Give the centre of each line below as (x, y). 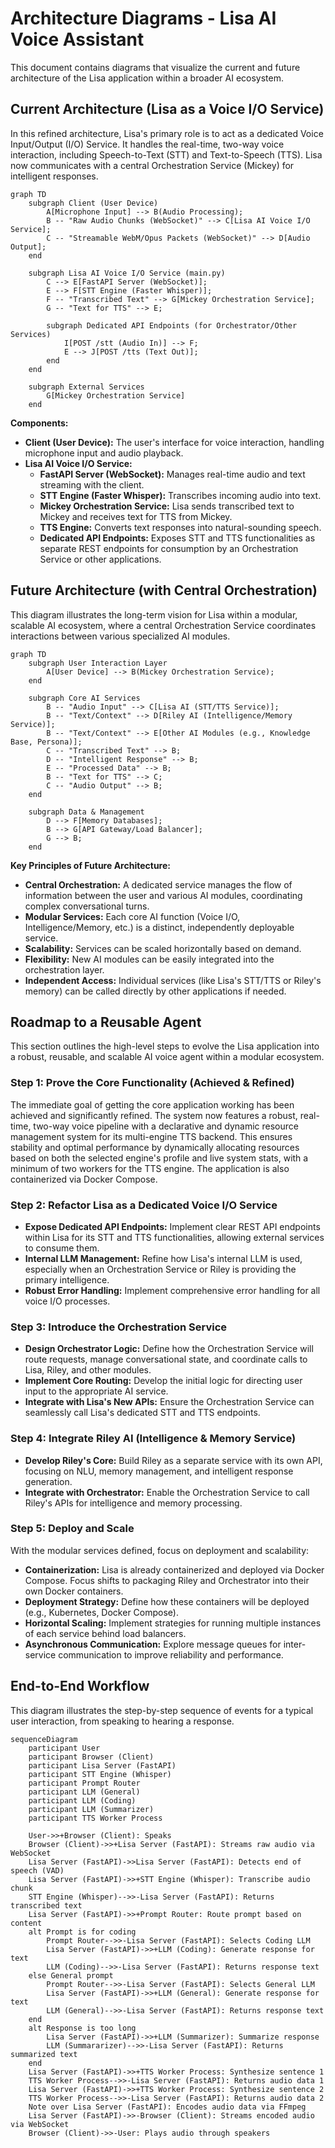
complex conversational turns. (87, 906)
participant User (64, 1748)
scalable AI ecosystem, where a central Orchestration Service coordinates (163, 625)
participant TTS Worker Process (95, 1818)
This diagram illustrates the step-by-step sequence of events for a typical (162, 1710)
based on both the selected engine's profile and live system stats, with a (159, 1158)
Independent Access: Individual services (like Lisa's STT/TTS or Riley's (173, 980)
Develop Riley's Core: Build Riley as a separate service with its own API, (173, 1460)
